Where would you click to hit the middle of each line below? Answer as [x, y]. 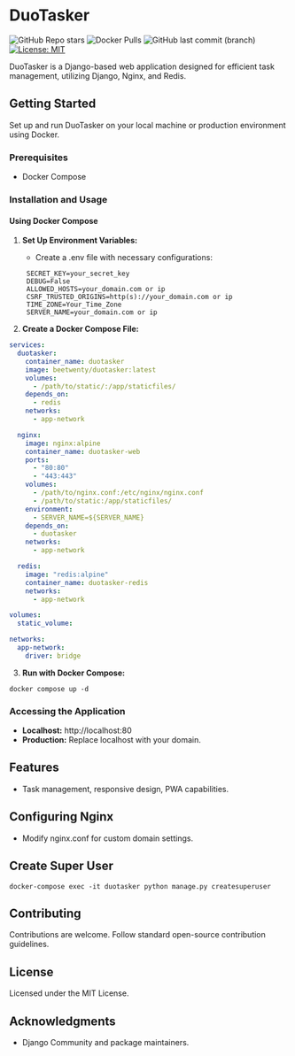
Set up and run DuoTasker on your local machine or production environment [147, 125]
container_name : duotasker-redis [87, 582]
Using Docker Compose [54, 220]
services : [27, 345]
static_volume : [45, 624]
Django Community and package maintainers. [105, 1042]
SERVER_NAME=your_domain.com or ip [92, 312]
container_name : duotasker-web [83, 451]
